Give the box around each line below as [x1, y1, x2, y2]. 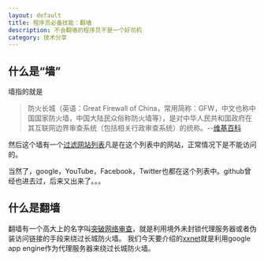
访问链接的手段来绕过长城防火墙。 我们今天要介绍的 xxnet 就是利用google [14, 233, 251, 243]
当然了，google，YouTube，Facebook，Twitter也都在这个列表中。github [8, 167, 245, 176]
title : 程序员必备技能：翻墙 [8, 19, 92, 27]
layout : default [8, 11, 61, 20]
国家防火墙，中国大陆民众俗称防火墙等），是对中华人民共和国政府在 [34, 113, 252, 123]
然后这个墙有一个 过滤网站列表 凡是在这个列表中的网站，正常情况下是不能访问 [8, 140, 257, 149]
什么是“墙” [8, 64, 61, 78]
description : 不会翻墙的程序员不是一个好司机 [8, 26, 143, 34]
